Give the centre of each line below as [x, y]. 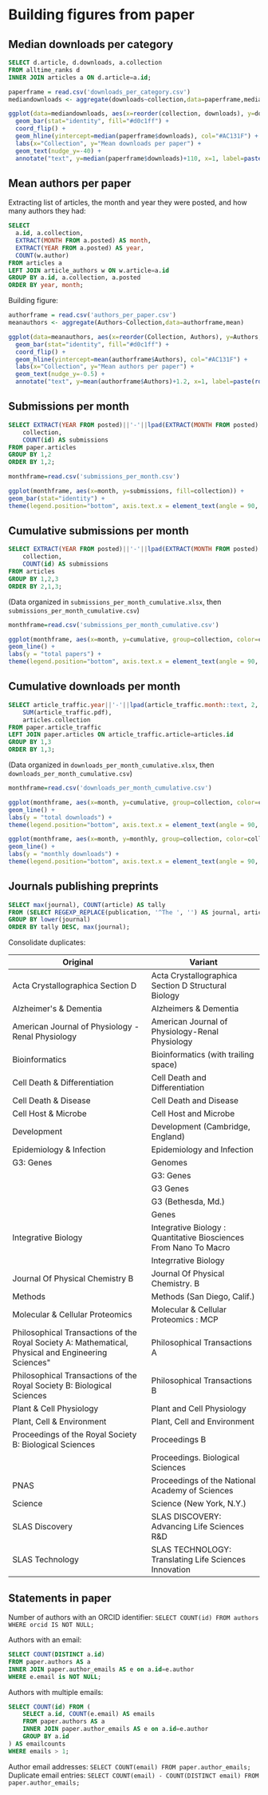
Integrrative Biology [188, 1261]
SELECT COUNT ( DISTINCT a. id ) [57, 1654]
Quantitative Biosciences [198, 1237]
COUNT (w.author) [42, 255]
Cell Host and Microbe [193, 1113]
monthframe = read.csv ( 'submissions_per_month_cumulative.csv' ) [114, 625]
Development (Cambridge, [201, 1127]
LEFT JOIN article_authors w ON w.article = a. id [89, 270]
